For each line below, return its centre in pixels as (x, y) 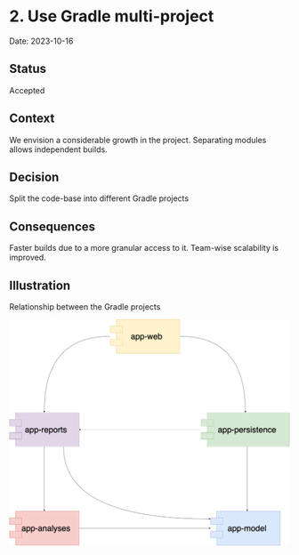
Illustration (40, 285)
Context (32, 119)
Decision (34, 177)
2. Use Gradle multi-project (112, 16)
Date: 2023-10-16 (41, 41)
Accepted (27, 90)
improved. (28, 257)
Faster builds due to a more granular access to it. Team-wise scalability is (144, 248)
